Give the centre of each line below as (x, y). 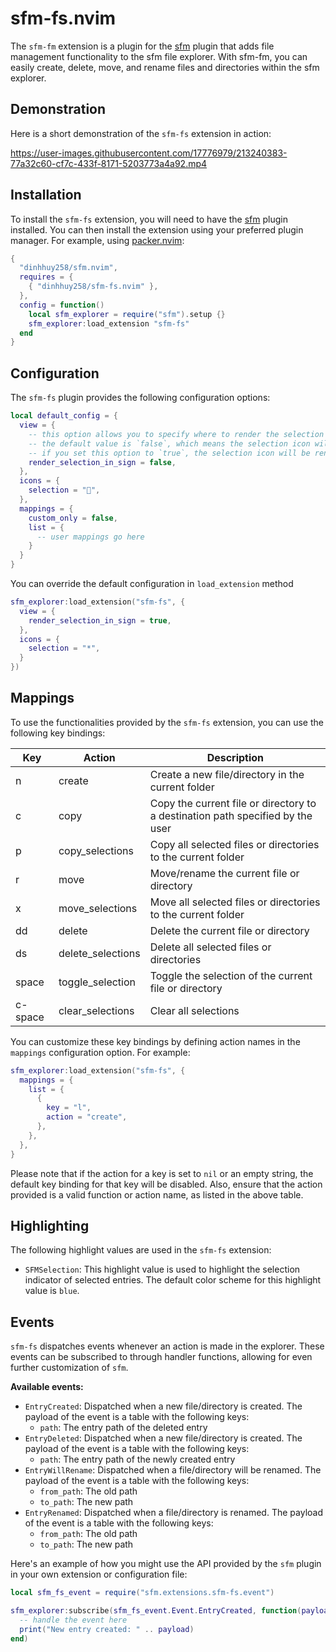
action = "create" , (87, 1117)
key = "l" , (69, 1108)
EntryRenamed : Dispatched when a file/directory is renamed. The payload (173, 1513)
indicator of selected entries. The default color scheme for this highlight (173, 1280)
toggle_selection (97, 982)
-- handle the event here (73, 1620)
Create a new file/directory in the (227, 774)
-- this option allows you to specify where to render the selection (176, 434)
